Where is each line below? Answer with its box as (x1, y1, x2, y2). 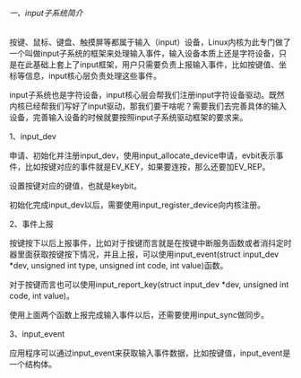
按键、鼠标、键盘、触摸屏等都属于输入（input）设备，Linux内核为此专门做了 (9, 37, 291, 48)
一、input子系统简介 (9, 7, 83, 18)
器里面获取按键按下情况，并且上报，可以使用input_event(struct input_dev (9, 249, 279, 259)
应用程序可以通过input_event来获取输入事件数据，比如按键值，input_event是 (9, 347, 291, 358)
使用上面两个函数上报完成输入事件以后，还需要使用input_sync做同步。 (9, 310, 270, 321)
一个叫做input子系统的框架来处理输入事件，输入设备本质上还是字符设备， (9, 48, 279, 59)
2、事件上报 (9, 219, 54, 230)
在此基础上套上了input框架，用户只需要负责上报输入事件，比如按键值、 (16, 59, 279, 70)
